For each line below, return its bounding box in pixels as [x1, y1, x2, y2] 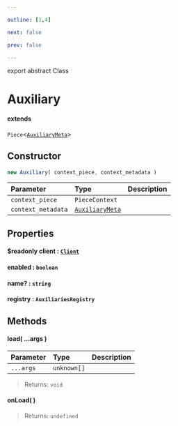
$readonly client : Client [7, 247, 80, 255]
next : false [7, 29, 42, 36]
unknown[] [52, 364, 86, 372]
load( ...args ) [7, 335, 47, 343]
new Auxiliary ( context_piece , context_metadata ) [7, 169, 157, 176]
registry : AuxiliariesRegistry [7, 295, 95, 303]
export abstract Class [7, 67, 69, 75]
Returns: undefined [24, 412, 79, 420]
